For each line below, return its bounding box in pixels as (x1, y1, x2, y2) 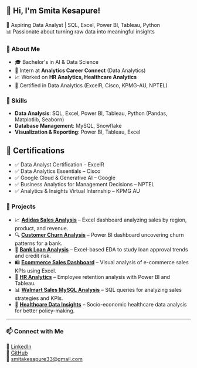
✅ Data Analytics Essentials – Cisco (14, 168, 101, 175)
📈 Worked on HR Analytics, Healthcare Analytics (14, 74, 137, 81)
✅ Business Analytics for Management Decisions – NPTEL (14, 181, 155, 188)
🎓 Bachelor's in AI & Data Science (14, 59, 98, 66)
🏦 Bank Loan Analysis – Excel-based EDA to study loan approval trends (14, 246, 188, 253)
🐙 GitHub (6, 349, 28, 356)
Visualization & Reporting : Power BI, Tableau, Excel (14, 128, 141, 135)
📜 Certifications (6, 145, 65, 155)
